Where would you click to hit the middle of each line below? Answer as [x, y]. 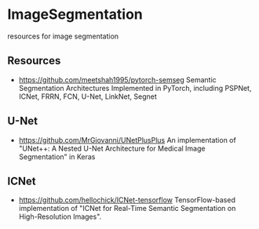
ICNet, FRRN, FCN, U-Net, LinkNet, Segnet [88, 96]
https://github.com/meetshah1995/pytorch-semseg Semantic [117, 79]
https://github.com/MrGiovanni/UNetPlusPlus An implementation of [127, 140]
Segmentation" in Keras [57, 156]
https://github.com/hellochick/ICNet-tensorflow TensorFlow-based [127, 200]
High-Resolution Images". [60, 216]
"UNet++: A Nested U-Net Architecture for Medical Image [112, 148]
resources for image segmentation [63, 36]
